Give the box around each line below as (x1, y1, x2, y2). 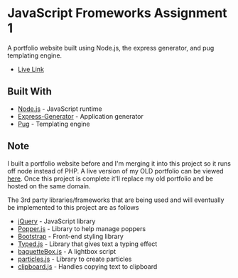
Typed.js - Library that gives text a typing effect (17, 240, 158, 248)
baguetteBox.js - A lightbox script (17, 247, 116, 255)
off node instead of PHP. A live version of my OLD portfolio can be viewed (7, 166, 224, 175)
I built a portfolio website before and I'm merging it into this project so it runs (7, 159, 231, 168)
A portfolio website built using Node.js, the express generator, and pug (7, 43, 215, 52)
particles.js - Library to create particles (17, 255, 132, 263)
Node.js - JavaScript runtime (17, 105, 103, 113)
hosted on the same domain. (7, 181, 91, 190)
